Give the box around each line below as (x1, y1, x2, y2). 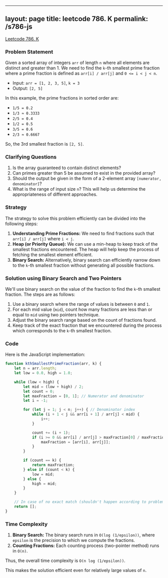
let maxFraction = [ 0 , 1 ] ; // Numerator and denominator (23, 393, 144, 398)
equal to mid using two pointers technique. (12, 312, 100, 318)
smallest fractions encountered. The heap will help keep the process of (12, 246, 159, 252)
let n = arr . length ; (14, 366, 57, 371)
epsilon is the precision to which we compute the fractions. (12, 537, 135, 543)
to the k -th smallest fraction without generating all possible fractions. (12, 262, 155, 268)
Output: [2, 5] (12, 86, 43, 92)
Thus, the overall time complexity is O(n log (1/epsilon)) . (5, 557, 126, 563)
